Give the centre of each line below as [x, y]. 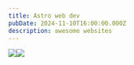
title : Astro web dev [44, 16]
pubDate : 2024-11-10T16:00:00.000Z [67, 23]
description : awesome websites [60, 30]
